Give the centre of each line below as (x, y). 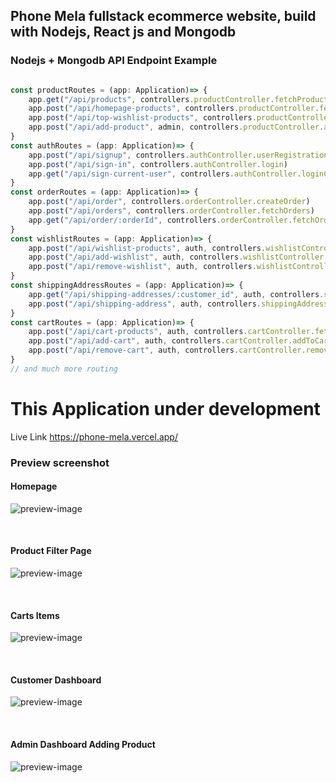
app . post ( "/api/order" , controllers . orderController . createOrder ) (169, 202)
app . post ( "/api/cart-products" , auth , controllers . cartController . (171, 332)
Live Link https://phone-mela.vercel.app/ (94, 436)
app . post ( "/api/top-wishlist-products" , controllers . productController (180, 118)
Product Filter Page (51, 551)
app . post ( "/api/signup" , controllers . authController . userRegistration (178, 155)
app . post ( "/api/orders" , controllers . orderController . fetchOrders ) (171, 211)
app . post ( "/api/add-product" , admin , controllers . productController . (176, 127)
